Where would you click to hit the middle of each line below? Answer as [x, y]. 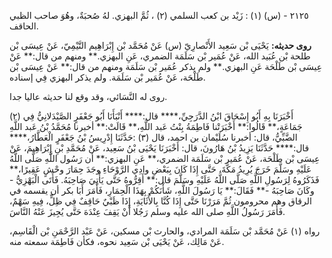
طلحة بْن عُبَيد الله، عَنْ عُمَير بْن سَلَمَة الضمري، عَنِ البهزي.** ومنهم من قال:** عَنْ [160, 56]
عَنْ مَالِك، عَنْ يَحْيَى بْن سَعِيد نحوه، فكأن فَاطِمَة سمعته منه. [117, 241]
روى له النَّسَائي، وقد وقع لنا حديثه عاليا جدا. [88, 96]
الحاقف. [24, 26]
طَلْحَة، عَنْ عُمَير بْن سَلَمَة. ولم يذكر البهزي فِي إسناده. [107, 77]
